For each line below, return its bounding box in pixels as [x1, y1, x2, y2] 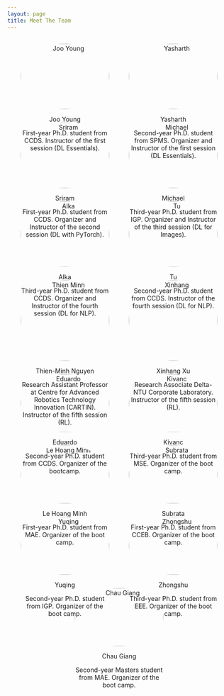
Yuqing [54, 580, 76, 589]
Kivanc [162, 437, 184, 447]
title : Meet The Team [7, 17, 72, 24]
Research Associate [134, 380, 193, 388]
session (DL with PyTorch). [26, 230, 104, 238]
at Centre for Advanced [30, 388, 99, 396]
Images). [160, 230, 186, 238]
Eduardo [52, 437, 78, 447]
